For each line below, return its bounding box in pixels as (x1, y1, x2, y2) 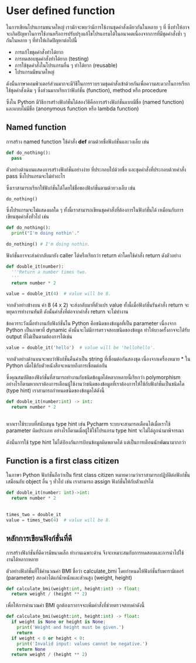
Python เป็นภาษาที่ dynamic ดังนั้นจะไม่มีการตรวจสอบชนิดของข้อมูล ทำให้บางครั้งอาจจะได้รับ (6, 327, 190, 334)
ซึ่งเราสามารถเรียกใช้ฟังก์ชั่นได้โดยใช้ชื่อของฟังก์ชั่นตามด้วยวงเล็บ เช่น (6, 184, 136, 191)
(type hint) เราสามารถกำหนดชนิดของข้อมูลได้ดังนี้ (6, 387, 105, 394)
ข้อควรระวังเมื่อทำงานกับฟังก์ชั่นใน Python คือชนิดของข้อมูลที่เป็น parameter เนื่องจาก (6, 320, 177, 327)
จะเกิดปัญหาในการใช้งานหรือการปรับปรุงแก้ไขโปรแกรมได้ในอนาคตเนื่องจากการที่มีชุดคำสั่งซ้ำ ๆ (6, 30, 186, 37)
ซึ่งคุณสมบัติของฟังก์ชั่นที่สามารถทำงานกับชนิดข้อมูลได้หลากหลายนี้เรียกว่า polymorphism (6, 374, 181, 381)
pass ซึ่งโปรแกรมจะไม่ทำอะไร (6, 172, 66, 180)
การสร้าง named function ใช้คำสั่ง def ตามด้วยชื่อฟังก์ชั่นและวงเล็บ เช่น (6, 138, 149, 145)
